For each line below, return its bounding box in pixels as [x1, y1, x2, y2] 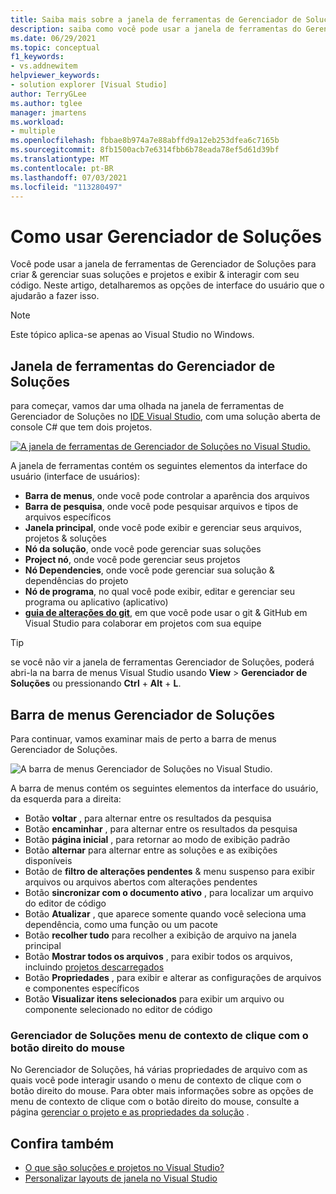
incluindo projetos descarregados [24, 961, 165, 973]
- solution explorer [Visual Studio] [10, 80, 168, 90]
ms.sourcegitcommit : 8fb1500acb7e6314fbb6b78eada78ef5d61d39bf [10, 145, 280, 155]
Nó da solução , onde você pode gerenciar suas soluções [24, 543, 262, 555]
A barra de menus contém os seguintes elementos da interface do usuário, [10, 782, 319, 794]
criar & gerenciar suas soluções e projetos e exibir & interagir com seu [10, 269, 300, 281]
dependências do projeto [24, 575, 129, 587]
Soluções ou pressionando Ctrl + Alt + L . [10, 677, 182, 690]
